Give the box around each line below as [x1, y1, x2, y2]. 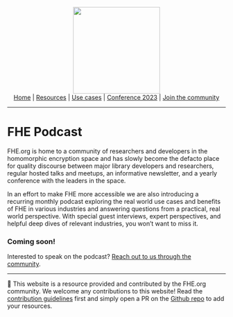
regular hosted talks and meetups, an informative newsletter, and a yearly [7, 169, 217, 177]
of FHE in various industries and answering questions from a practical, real [7, 205, 221, 213]
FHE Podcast [7, 124, 83, 140]
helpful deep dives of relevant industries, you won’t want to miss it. [7, 219, 199, 228]
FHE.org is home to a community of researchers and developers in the [7, 146, 208, 155]
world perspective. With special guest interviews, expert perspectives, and [7, 212, 221, 220]
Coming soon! [7, 237, 55, 246]
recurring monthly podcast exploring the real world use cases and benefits [7, 197, 221, 205]
